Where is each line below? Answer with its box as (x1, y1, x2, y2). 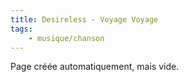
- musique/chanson (28, 33, 105, 43)
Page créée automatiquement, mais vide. (10, 61, 180, 73)
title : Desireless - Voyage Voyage (10, 14, 159, 25)
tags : (10, 24, 33, 34)
